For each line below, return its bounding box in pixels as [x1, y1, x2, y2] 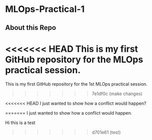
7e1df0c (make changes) [92, 91, 143, 97]
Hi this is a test [5, 120, 36, 126]
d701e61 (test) [92, 129, 121, 135]
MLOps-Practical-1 [5, 3, 85, 15]
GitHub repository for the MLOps [5, 54, 144, 65]
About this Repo [5, 23, 56, 32]
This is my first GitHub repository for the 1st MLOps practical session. [5, 81, 148, 87]
